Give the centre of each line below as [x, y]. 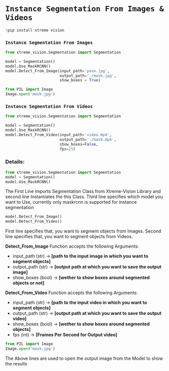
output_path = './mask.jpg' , [88, 76]
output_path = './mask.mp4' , [88, 140]
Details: [15, 162]
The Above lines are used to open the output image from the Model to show [84, 358]
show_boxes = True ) [80, 80]
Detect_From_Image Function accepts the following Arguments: [72, 246]
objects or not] [28, 283]
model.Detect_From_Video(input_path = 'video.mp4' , [59, 135]
